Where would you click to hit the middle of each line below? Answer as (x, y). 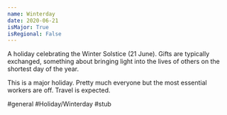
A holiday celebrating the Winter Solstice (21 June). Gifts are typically (109, 54)
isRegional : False (34, 34)
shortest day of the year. (43, 69)
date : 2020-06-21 (33, 21)
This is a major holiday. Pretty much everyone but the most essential (107, 83)
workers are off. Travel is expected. (59, 90)
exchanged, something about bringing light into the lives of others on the (113, 62)
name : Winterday (31, 14)
